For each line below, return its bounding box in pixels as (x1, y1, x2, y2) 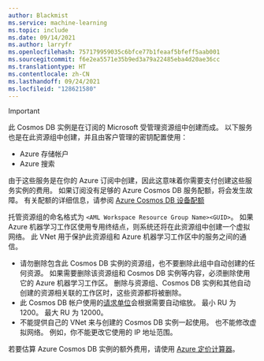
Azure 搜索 (19, 159, 55, 169)
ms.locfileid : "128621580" (8, 84, 97, 93)
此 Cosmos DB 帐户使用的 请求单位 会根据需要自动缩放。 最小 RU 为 (19, 298, 236, 307)
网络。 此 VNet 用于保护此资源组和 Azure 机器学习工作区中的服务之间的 (8, 232, 240, 241)
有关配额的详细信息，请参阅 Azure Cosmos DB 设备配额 (23, 195, 205, 205)
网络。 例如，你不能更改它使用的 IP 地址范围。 (26, 328, 177, 337)
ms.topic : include (8, 26, 69, 34)
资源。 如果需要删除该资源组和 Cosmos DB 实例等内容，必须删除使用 (26, 269, 251, 278)
